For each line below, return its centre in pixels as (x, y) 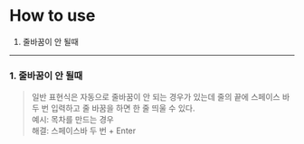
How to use (52, 16)
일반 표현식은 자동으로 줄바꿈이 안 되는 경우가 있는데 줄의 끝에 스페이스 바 (161, 97)
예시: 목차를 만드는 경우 (73, 120)
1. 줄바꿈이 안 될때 (46, 76)
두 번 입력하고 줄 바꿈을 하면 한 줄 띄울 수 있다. (113, 108)
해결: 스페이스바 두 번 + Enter (84, 130)
